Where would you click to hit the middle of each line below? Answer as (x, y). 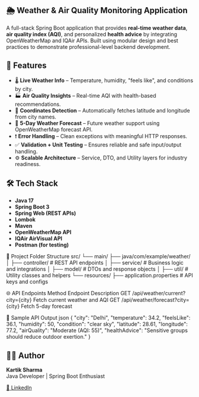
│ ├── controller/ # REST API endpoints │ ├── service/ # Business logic (95, 263)
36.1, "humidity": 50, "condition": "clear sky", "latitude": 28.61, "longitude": (97, 324)
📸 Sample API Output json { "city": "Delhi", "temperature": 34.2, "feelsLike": (98, 318)
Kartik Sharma (24, 370)
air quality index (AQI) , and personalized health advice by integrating (92, 34)
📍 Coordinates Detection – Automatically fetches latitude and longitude (102, 110)
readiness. (28, 164)
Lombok (25, 220)
